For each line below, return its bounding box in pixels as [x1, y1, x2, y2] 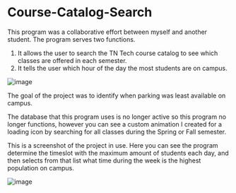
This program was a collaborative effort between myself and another [7, 28, 207, 36]
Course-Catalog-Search [7, 4, 153, 21]
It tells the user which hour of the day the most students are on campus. [17, 64, 228, 72]
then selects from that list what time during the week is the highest [7, 156, 201, 165]
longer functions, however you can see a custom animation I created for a [7, 119, 223, 128]
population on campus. [7, 163, 74, 172]
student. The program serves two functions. [7, 35, 136, 43]
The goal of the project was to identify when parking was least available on [7, 91, 226, 100]
